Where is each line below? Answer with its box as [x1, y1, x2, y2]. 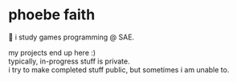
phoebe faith [8, 6, 96, 24]
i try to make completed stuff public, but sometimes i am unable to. [8, 64, 230, 74]
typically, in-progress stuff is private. [8, 56, 130, 66]
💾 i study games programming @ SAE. [8, 32, 135, 42]
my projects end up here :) [8, 47, 96, 57]
